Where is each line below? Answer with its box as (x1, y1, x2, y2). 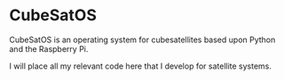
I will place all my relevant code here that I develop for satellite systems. (9, 61, 272, 71)
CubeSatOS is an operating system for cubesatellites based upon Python (9, 34, 276, 45)
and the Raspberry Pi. (9, 43, 89, 54)
